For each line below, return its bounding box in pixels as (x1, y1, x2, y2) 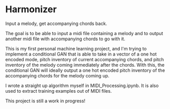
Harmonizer (5, 4, 57, 15)
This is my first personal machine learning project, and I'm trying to (5, 45, 147, 51)
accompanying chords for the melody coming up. (5, 72, 110, 78)
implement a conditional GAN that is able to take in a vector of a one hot (5, 51, 157, 57)
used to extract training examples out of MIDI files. (5, 88, 112, 94)
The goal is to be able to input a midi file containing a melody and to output (5, 30, 163, 36)
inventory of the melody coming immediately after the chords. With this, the (5, 62, 165, 68)
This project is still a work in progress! (5, 98, 86, 104)
